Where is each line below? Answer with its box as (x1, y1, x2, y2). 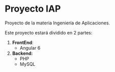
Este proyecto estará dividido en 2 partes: (5, 29, 93, 35)
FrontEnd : (12, 39, 34, 46)
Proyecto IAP (5, 3, 61, 15)
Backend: (12, 50, 33, 56)
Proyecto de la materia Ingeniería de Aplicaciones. (5, 20, 110, 26)
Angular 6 (19, 45, 41, 51)
